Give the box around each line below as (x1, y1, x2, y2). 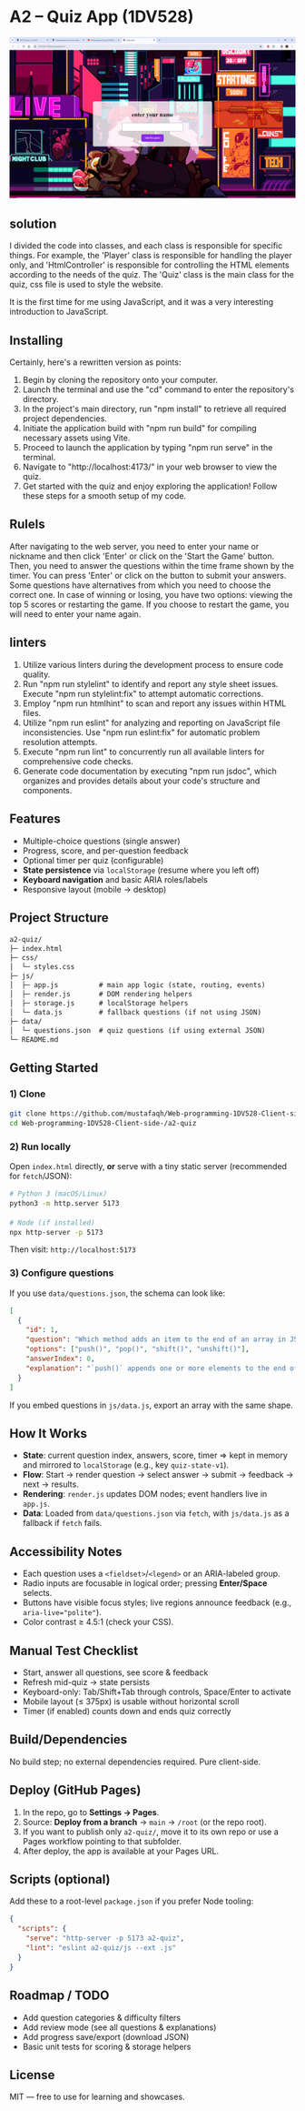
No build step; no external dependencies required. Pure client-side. (9, 1756, 261, 1767)
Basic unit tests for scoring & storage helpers (22, 2041, 192, 2052)
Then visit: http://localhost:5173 (9, 1244, 136, 1255)
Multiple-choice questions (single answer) (22, 835, 181, 846)
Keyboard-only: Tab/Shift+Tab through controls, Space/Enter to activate (22, 1686, 292, 1698)
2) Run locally (9, 1140, 71, 1153)
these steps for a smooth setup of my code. (22, 490, 187, 501)
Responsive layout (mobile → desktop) (22, 884, 167, 894)
